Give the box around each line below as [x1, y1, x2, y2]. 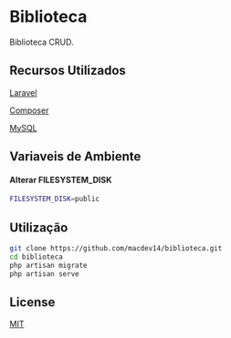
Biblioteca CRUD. [9, 36, 75, 47]
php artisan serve [9, 269, 79, 279]
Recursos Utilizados [9, 63, 126, 78]
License [9, 294, 56, 310]
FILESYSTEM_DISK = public [9, 194, 100, 204]
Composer [9, 105, 49, 116]
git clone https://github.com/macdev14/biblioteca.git [9, 244, 223, 253]
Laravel [9, 87, 37, 97]
